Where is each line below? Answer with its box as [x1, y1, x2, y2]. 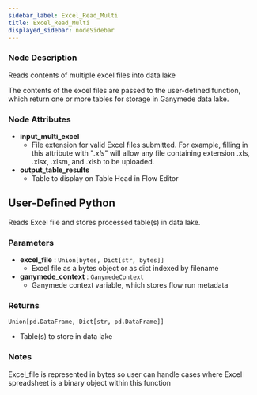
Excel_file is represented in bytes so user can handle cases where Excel [8, 369, 243, 379]
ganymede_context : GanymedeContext [19, 272, 144, 281]
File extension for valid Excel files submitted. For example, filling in [31, 140, 248, 149]
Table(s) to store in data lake [19, 332, 113, 341]
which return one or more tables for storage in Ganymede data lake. [8, 94, 229, 103]
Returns [8, 300, 40, 310]
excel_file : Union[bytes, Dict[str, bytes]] [19, 255, 164, 265]
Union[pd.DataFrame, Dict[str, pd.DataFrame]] [8, 318, 164, 326]
